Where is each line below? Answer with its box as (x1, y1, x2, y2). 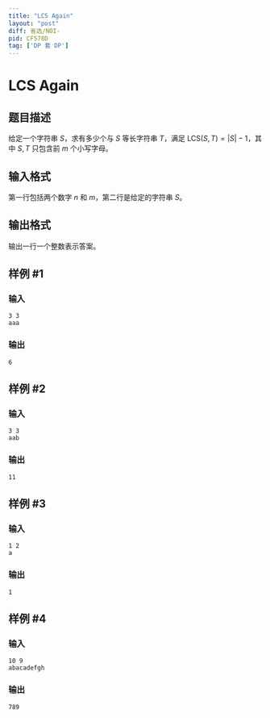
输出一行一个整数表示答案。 (8, 241, 101, 251)
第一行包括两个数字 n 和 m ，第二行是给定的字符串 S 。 (8, 192, 187, 202)
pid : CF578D (8, 34, 48, 43)
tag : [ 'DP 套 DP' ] (8, 42, 69, 50)
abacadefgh (8, 664, 45, 672)
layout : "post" (8, 19, 60, 27)
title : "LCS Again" (8, 11, 74, 20)
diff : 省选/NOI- (8, 27, 60, 35)
